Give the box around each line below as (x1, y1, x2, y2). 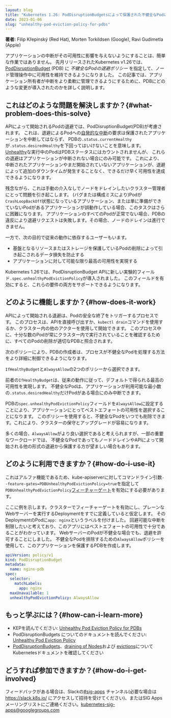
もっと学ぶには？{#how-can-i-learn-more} (5, 610, 144, 619)
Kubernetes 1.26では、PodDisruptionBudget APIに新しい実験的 (5, 269, 137, 275)
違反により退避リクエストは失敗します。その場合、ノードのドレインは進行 (5, 217, 161, 224)
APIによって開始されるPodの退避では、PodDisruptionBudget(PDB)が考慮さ (5, 123, 162, 130)
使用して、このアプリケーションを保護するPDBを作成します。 (5, 542, 134, 549)
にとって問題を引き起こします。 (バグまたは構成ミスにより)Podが (5, 192, 142, 198)
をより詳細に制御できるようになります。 (5, 355, 90, 361)
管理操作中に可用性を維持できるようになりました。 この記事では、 (9, 72, 149, 78)
